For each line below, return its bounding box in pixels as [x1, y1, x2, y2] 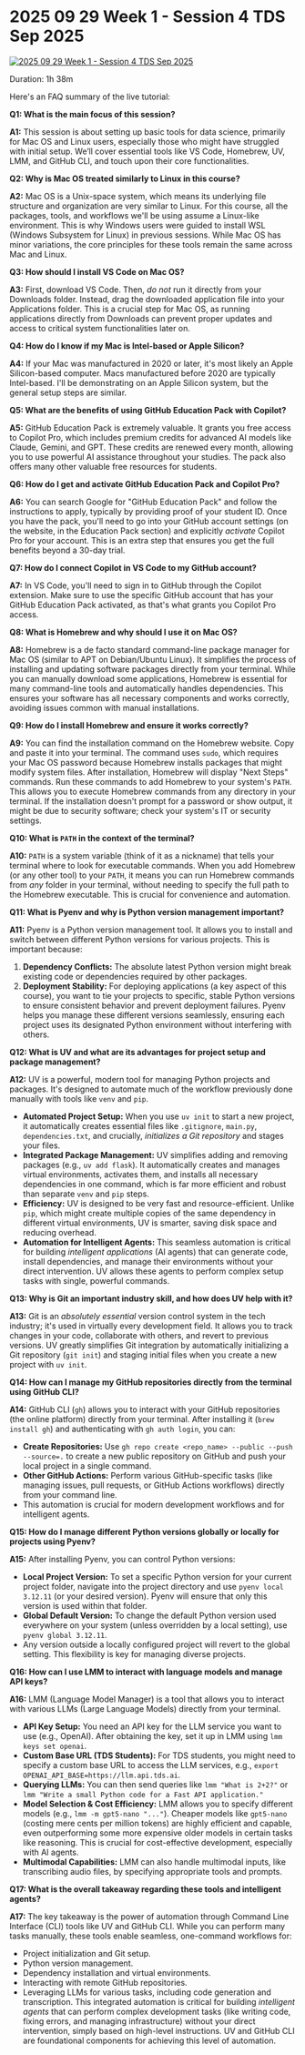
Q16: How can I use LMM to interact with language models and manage [9, 1666, 283, 1677]
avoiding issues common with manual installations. [9, 702, 200, 713]
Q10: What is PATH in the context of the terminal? [9, 832, 195, 843]
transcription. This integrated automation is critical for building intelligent [22, 1996, 296, 2007]
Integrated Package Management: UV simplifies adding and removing [22, 1149, 289, 1160]
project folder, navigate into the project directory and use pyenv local [22, 1581, 284, 1592]
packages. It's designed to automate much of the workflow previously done [9, 1083, 293, 1094]
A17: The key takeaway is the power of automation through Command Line [9, 1910, 290, 1922]
